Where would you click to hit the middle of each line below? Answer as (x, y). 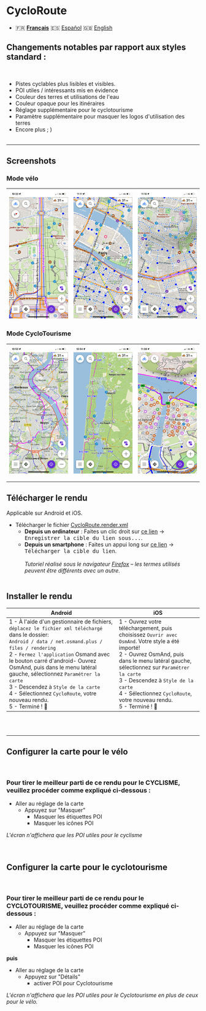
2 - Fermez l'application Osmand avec (59, 654)
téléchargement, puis (146, 628)
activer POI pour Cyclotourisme (73, 983)
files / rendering (32, 649)
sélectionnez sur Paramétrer (154, 668)
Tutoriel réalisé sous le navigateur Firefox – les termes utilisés (102, 564)
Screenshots (31, 161)
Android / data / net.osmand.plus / (56, 642)
